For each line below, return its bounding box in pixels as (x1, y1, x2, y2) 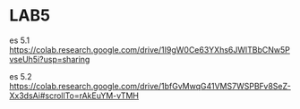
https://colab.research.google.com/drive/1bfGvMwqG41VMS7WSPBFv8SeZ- (9, 80, 291, 91)
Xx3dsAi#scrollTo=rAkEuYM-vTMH (9, 90, 140, 101)
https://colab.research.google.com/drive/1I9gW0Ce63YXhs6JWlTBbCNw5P (9, 44, 291, 54)
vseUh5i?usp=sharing (9, 54, 90, 64)
